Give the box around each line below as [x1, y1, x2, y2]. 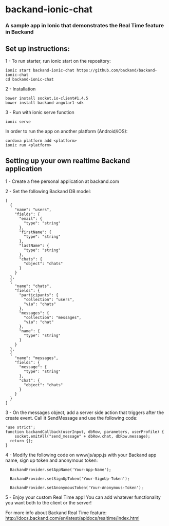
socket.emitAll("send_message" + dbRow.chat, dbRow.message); [14, 434, 151, 439]
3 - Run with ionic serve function [5, 109, 74, 115]
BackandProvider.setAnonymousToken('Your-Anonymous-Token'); [10, 485, 144, 490]
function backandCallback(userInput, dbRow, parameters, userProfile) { [5, 429, 164, 435]
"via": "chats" [24, 302, 57, 307]
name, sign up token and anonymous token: [5, 457, 98, 463]
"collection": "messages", [24, 315, 82, 320]
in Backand [5, 28, 34, 35]
